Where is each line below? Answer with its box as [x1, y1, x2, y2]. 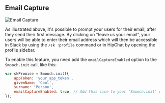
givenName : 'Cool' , [14, 80, 54, 85]
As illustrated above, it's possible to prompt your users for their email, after [5, 26, 157, 32]
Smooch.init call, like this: [5, 62, 57, 67]
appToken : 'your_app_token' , [14, 76, 74, 81]
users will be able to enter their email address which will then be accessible [5, 37, 158, 42]
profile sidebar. [5, 47, 36, 53]
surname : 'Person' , [14, 85, 54, 90]
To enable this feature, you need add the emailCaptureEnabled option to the [5, 56, 157, 62]
